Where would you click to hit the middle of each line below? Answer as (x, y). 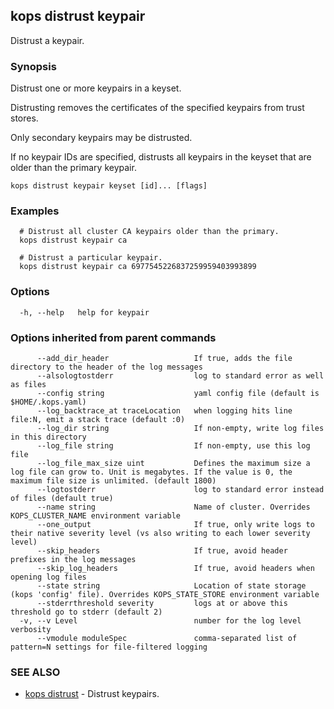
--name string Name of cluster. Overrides (173, 507)
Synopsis (33, 66)
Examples (35, 211)
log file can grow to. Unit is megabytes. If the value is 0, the (151, 472)
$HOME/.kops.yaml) (48, 402)
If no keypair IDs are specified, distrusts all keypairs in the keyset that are (161, 157)
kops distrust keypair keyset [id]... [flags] (109, 186)
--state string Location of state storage (171, 586)
